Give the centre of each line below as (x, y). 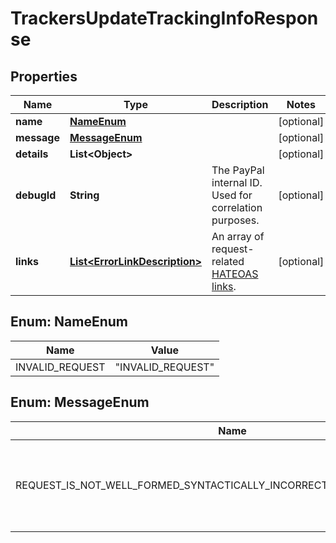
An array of (238, 236)
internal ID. (237, 182)
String (84, 195)
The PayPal (238, 170)
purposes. (235, 220)
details (32, 154)
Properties (44, 76)
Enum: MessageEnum (80, 402)
